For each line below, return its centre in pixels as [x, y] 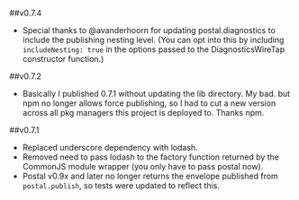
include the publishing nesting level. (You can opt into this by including [153, 40]
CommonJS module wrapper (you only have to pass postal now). [143, 166]
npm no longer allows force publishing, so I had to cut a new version [149, 103]
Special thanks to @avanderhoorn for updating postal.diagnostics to [149, 30]
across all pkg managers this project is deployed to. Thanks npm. [143, 113]
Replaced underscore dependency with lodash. [110, 148]
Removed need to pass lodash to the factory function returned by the [151, 157]
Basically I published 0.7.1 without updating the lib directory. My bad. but [156, 94]
